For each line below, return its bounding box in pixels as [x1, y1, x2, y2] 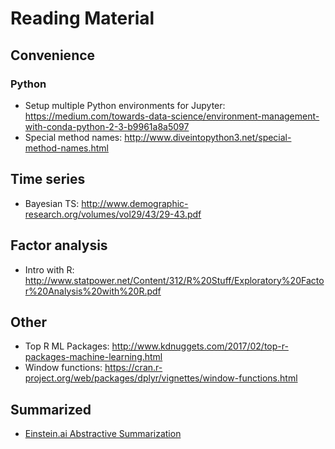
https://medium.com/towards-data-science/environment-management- [24, 110, 320, 122]
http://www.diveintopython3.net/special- [124, 131, 292, 143]
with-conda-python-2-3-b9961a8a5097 [24, 120, 190, 132]
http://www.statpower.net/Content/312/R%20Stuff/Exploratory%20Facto [24, 274, 325, 286]
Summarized [10, 401, 92, 418]
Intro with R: [24, 263, 75, 276]
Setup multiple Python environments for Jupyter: [24, 99, 226, 111]
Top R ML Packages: [24, 340, 110, 352]
